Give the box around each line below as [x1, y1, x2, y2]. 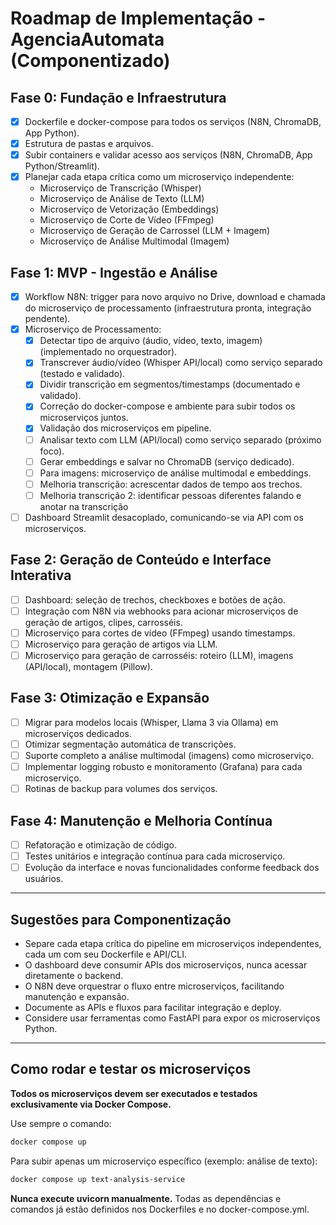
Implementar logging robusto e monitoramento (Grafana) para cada [24, 761, 303, 772]
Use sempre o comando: [10, 1117, 112, 1129]
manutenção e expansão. [24, 990, 130, 1002]
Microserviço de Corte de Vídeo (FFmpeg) [39, 214, 215, 226]
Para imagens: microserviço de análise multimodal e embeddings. [39, 467, 312, 479]
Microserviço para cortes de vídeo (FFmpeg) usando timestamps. [24, 627, 296, 639]
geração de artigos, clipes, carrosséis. [24, 616, 183, 628]
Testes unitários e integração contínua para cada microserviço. [24, 850, 286, 862]
